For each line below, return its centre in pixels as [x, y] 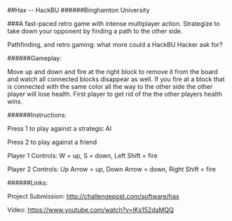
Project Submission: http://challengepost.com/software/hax [94, 196]
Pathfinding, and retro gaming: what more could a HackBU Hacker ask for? [115, 44]
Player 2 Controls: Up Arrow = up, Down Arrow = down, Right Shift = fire [111, 169]
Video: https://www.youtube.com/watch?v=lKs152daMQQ [90, 210]
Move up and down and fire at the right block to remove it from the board [113, 72]
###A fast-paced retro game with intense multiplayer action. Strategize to [114, 23]
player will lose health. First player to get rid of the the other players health [115, 94]
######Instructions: [37, 115]
